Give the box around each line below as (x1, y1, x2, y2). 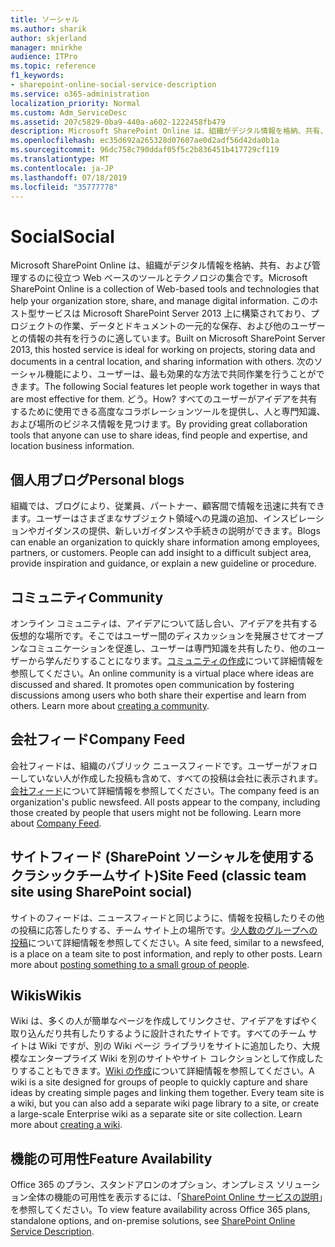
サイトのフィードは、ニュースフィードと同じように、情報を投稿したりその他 (10, 911, 325, 923)
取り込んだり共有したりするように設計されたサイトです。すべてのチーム (10, 1027, 307, 1040)
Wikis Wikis (10, 987, 82, 1004)
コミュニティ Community (10, 589, 164, 606)
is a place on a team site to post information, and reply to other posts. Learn (10, 947, 323, 960)
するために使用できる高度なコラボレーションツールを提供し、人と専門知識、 (10, 406, 326, 418)
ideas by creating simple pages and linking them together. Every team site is (10, 1087, 325, 1099)
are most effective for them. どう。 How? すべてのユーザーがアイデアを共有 (10, 393, 318, 405)
